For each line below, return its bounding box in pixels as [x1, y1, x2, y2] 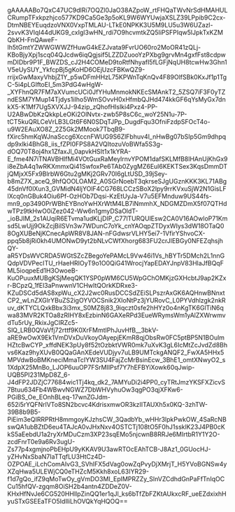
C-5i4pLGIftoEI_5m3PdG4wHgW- [7, 81, 104, 88]
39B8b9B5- [7, 408, 41, 416]
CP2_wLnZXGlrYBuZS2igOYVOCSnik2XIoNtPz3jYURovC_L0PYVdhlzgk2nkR [7, 296, 226, 304]
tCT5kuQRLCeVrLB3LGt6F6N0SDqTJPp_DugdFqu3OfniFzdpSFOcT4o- [7, 118, 211, 125]
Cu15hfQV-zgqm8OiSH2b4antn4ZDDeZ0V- [7, 483, 132, 490]
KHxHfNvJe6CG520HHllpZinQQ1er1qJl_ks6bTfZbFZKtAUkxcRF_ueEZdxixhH [7, 490, 227, 498]
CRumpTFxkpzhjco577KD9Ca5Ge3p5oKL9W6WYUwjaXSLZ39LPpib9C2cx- [7, 13, 226, 22]
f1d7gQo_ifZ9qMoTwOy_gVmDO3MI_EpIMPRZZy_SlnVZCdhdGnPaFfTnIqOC [7, 475, 225, 483]
